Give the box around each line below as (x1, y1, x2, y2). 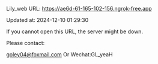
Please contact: (6, 40, 45, 46)
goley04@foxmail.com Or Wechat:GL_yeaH (6, 51, 113, 58)
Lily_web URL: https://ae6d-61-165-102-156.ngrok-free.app (6, 5, 152, 12)
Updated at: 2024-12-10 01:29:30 (6, 17, 89, 23)
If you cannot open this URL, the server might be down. (6, 28, 143, 35)
